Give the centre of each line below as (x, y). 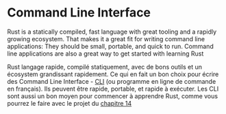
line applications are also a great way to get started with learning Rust (105, 54)
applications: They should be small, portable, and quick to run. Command (110, 46)
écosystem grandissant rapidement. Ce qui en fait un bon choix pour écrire (113, 74)
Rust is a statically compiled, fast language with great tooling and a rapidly (112, 32)
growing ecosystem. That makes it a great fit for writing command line (106, 38)
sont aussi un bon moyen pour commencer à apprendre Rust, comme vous (112, 96)
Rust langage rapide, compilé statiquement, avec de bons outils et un (105, 67)
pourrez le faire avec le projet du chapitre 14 (70, 103)
